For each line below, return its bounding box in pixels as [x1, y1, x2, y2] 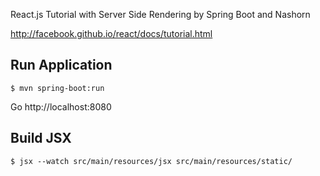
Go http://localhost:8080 [10, 100, 112, 113]
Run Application [10, 57, 113, 74]
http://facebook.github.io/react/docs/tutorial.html [10, 28, 213, 39]
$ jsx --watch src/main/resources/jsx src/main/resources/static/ [10, 156, 293, 166]
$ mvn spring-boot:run [10, 83, 105, 93]
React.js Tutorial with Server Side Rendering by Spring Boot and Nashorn [10, 9, 311, 20]
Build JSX [10, 130, 72, 147]
